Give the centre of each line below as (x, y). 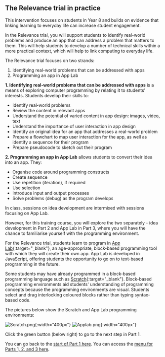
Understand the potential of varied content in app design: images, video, (86, 116)
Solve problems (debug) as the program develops (63, 198)
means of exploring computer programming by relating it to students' (75, 90)
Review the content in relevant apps (49, 110)
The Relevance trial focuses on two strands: (50, 60)
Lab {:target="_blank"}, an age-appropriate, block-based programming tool (81, 248)
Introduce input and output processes (51, 193)
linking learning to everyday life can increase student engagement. (73, 25)
